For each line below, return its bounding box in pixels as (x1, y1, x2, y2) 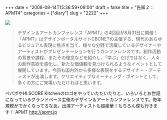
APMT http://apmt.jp (14, 109, 57, 115)
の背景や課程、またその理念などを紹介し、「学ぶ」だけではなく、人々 (17, 54, 160, 60)
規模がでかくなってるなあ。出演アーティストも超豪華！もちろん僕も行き (5, 103, 153, 108)
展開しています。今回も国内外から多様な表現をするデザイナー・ (17, 67, 148, 73)
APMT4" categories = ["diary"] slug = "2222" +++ (5, 10, 108, 16)
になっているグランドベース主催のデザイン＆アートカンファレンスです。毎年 (5, 96, 161, 102)
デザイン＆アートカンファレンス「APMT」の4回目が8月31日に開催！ (17, 29, 158, 35)
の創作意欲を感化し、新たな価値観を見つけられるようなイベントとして (17, 61, 162, 66)
